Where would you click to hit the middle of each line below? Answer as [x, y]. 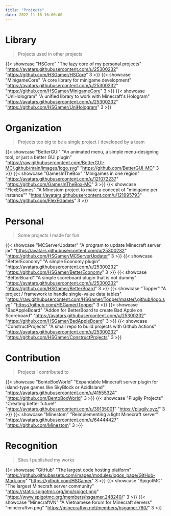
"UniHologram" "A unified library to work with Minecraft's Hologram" [78, 96]
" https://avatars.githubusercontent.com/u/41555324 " [61, 393]
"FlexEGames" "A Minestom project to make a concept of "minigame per [81, 190]
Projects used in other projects [50, 54]
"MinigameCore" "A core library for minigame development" [68, 80]
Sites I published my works [46, 460]
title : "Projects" [25, 10]
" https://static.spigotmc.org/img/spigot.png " [52, 492]
